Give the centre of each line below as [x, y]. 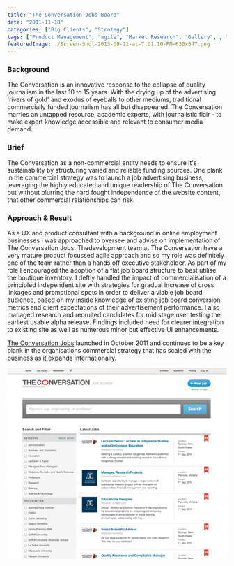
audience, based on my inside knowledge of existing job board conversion [114, 300]
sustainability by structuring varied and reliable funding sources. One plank [115, 170]
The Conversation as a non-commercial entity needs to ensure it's [102, 162]
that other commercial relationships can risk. [71, 200]
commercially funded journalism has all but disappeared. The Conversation [115, 107]
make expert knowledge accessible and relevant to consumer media [105, 122]
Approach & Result [39, 218]
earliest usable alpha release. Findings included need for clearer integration [116, 322]
